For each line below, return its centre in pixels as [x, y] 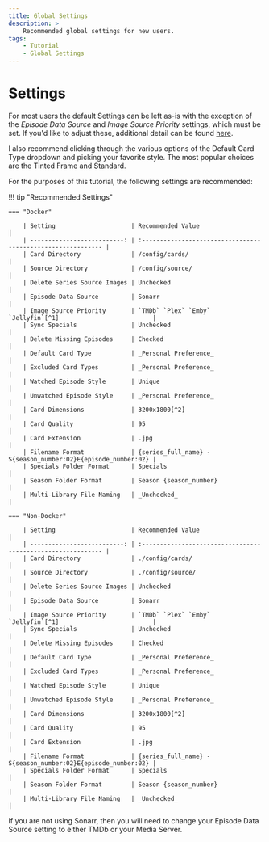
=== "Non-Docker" [37, 516]
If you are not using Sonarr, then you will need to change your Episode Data [134, 820]
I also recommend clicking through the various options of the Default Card [131, 148]
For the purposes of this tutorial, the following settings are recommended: [131, 181]
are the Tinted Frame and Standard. [67, 166]
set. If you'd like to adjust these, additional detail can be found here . [121, 133]
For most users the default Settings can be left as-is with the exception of [130, 116]
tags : [17, 38]
